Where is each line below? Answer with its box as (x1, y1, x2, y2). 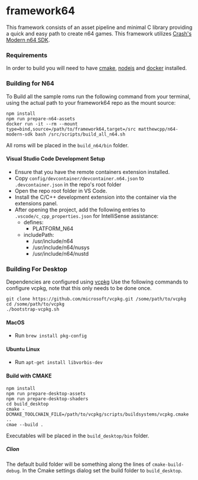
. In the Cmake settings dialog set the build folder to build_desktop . (19, 466, 183, 474)
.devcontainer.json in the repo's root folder (14, 181, 122, 188)
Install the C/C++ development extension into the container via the (14, 194, 177, 201)
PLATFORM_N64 (32, 225, 74, 232)
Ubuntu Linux (6, 345, 40, 353)
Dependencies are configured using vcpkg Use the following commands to (6, 278, 189, 285)
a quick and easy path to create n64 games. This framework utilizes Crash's (6, 30, 192, 37)
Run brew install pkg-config (14, 332, 87, 339)
